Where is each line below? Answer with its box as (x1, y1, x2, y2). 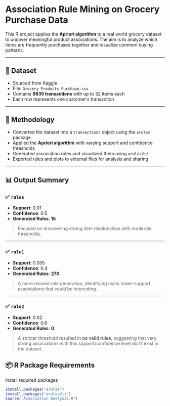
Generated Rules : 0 (12, 325, 55, 331)
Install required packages (5, 377, 58, 383)
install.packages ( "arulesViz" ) (5, 391, 71, 396)
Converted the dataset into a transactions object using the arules (12, 129, 150, 135)
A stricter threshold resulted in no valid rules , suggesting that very (17, 335, 157, 341)
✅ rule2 (5, 303, 24, 310)
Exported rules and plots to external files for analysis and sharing (12, 156, 148, 162)
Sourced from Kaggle (12, 80, 57, 86)
